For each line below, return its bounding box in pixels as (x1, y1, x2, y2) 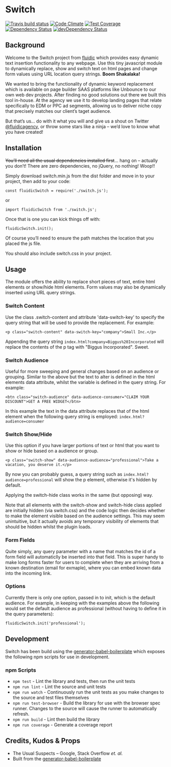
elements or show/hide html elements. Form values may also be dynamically (5, 284, 166, 290)
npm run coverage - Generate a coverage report (12, 721, 113, 728)
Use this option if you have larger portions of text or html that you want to (5, 442, 160, 449)
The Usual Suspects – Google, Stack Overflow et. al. (12, 750, 123, 756)
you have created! (5, 129, 43, 135)
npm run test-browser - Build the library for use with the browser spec (12, 700, 161, 706)
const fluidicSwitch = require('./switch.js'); (5, 188, 109, 193)
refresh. (12, 711, 30, 717)
